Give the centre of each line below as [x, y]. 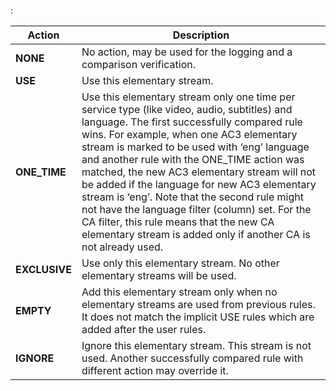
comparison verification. [139, 64]
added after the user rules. [144, 329]
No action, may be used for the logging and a [187, 52]
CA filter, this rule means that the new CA [178, 222]
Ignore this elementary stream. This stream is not [196, 345]
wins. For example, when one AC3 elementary [189, 134]
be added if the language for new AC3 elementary [199, 184]
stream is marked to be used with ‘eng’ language [195, 147]
